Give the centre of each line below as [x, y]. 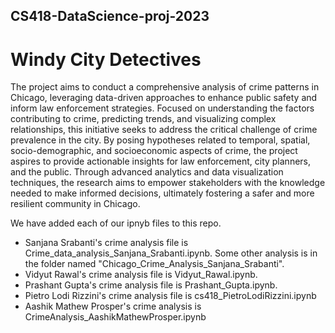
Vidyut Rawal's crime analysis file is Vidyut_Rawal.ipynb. [141, 275]
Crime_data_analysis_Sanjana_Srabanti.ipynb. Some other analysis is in [171, 253]
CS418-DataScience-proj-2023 [110, 16]
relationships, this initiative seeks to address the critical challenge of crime [164, 130]
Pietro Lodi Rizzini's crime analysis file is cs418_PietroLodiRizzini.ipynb [170, 296]
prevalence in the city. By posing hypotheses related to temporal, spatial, [160, 140]
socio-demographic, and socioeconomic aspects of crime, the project [154, 151]
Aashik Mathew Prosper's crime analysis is [113, 306]
